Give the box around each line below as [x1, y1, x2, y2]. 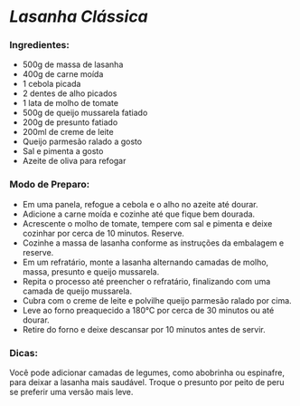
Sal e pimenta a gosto [22, 146, 104, 157]
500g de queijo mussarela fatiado [22, 107, 148, 119]
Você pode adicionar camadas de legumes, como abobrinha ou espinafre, [9, 367, 285, 378]
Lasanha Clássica [9, 6, 149, 27]
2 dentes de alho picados [22, 88, 117, 99]
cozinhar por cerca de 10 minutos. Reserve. [22, 227, 185, 238]
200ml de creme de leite [22, 127, 115, 138]
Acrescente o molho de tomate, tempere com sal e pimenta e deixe [22, 217, 273, 228]
